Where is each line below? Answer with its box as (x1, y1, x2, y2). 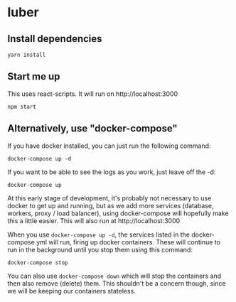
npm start (7, 103, 37, 110)
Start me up (7, 70, 60, 82)
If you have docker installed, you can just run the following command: (7, 141, 211, 150)
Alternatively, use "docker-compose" (7, 122, 178, 135)
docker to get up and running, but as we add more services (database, (7, 201, 214, 210)
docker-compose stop (7, 259, 69, 266)
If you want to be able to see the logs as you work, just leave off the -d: (7, 168, 216, 176)
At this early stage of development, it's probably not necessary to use (7, 193, 212, 203)
